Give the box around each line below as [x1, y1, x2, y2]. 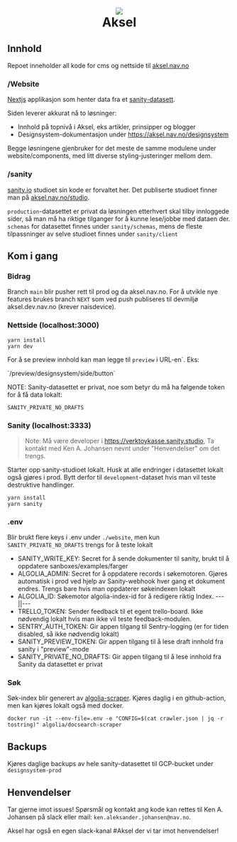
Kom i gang [7, 249, 58, 262]
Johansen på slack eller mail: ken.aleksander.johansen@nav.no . [7, 813, 192, 821]
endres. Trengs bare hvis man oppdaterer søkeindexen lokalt [17, 585, 196, 593]
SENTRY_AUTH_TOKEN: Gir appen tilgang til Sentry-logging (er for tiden [17, 622, 229, 631]
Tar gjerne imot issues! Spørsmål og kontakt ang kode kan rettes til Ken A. [7, 805, 224, 814]
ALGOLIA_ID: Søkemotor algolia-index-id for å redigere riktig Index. [17, 592, 214, 600]
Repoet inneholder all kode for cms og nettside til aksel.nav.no [7, 61, 189, 70]
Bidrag [7, 271, 31, 281]
